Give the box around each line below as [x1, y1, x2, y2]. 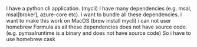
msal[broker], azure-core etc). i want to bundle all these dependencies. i [6, 11, 182, 18]
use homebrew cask [6, 36, 55, 42]
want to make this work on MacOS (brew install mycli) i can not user [6, 17, 172, 24]
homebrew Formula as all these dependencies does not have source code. [6, 23, 188, 30]
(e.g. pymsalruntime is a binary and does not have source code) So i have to [6, 30, 192, 37]
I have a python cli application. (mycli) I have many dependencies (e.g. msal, [6, 5, 192, 12]
